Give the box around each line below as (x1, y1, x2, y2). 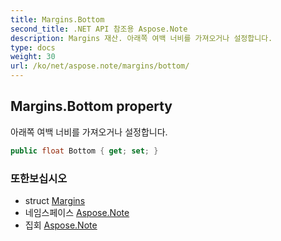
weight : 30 (10, 52, 56, 62)
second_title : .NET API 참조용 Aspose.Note (10, 24, 188, 34)
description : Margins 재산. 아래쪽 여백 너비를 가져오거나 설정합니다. (10, 33, 273, 43)
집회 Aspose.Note (24, 219, 98, 231)
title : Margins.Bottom (10, 14, 105, 25)
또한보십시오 (10, 171, 68, 185)
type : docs (10, 42, 56, 53)
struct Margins (24, 194, 86, 206)
